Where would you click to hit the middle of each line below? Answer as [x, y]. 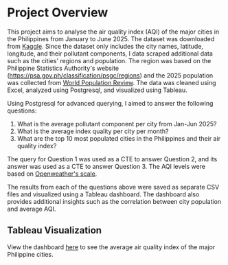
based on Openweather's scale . [52, 174]
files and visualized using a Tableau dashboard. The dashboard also [103, 194]
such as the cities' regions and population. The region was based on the [109, 60]
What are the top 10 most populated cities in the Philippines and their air [119, 138]
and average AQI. [32, 209]
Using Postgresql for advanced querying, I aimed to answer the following [110, 103]
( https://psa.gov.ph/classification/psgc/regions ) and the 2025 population [110, 75]
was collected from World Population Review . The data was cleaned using [112, 82]
